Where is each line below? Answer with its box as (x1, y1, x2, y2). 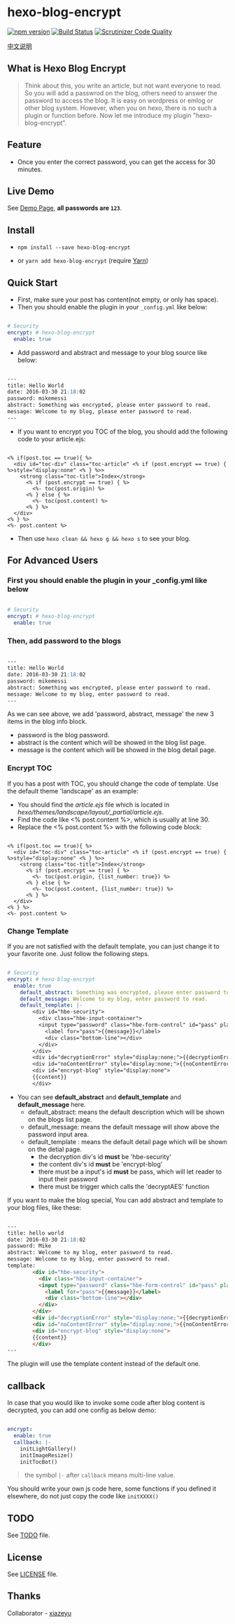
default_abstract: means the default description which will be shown (27, 1108, 225, 1116)
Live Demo (7, 185, 55, 197)
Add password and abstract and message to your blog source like (17, 348, 208, 356)
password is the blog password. (17, 731, 110, 739)
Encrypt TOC (7, 763, 52, 773)
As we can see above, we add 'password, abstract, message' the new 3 (7, 710, 215, 718)
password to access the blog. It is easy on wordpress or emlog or (24, 96, 213, 105)
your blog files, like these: (7, 1203, 82, 1212)
